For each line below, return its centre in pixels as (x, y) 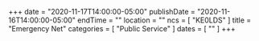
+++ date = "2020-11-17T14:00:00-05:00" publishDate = (102, 12)
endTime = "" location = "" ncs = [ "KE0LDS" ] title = (164, 20)
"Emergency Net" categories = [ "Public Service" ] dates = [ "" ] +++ (122, 29)
